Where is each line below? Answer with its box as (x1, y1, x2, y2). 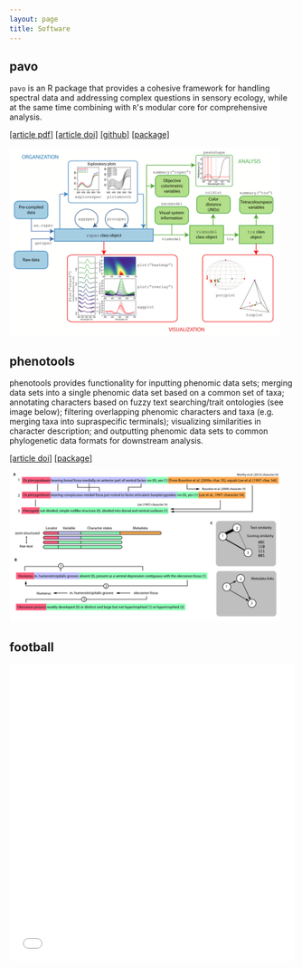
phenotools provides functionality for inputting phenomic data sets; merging (9, 377, 293, 388)
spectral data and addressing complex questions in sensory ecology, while (9, 92, 288, 103)
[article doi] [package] (9, 453, 93, 464)
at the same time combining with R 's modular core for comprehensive (9, 102, 269, 113)
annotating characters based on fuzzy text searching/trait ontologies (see (9, 397, 284, 407)
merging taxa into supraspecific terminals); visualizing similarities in (9, 416, 262, 426)
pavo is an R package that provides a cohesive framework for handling (9, 82, 270, 94)
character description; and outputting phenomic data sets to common (9, 426, 269, 436)
